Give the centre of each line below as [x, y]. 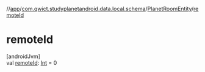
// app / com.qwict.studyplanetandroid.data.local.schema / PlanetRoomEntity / [100, 9]
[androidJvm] [23, 56]
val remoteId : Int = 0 [32, 62]
